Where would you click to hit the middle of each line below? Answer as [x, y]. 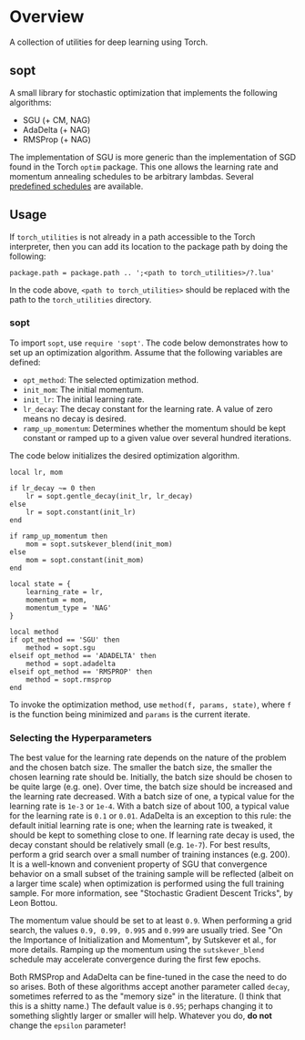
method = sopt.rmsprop [69, 680]
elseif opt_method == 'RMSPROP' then [81, 672]
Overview [47, 17]
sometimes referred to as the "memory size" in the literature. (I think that [146, 996]
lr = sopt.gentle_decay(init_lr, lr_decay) [110, 496]
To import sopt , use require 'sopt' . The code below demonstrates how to [149, 343]
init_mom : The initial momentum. [83, 389]
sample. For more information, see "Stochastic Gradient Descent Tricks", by [151, 893]
